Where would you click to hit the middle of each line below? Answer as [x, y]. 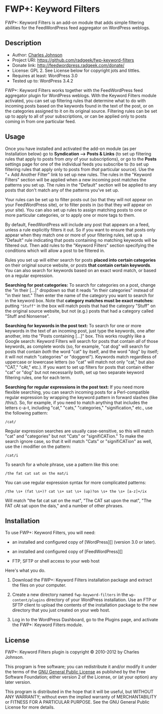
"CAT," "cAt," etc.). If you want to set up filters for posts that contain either [80, 367]
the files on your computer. [39, 585]
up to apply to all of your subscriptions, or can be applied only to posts [76, 116]
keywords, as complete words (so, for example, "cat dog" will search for [77, 346]
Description [23, 43]
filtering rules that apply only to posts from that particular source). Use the [80, 169]
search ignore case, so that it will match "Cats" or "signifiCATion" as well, [79, 441]
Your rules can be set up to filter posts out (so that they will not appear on [79, 199]
